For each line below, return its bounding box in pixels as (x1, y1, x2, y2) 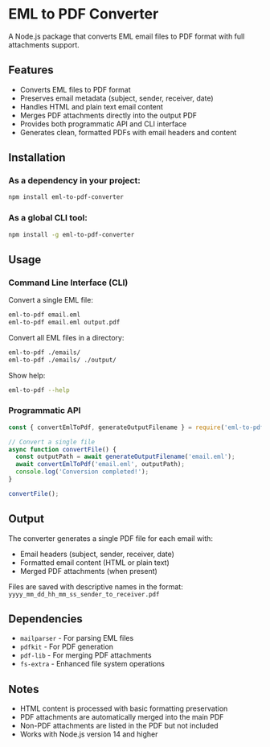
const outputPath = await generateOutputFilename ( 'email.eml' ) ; (15, 452, 235, 461)
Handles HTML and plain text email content (19, 101, 163, 111)
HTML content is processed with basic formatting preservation (19, 704, 228, 713)
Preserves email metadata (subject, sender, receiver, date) (19, 93, 215, 103)
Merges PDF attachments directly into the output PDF (19, 110, 197, 120)
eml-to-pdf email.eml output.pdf (8, 319, 121, 327)
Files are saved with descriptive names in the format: (8, 581, 183, 592)
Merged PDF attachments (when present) (19, 566, 158, 576)
